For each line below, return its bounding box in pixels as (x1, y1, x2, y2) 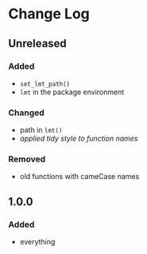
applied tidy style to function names (19, 133, 138, 144)
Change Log (8, 5, 90, 23)
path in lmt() (19, 125, 63, 135)
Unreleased (8, 37, 68, 50)
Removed (8, 153, 46, 165)
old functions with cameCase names (19, 172, 140, 181)
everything (19, 237, 56, 247)
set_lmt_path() (19, 80, 71, 88)
